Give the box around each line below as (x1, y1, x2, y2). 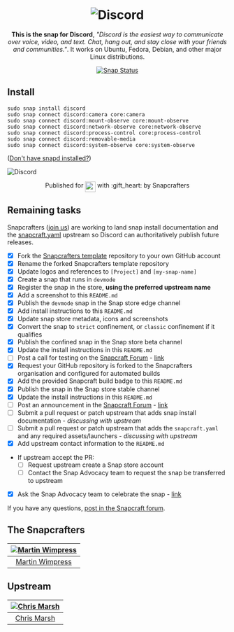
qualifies (17, 330, 43, 339)
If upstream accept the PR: (17, 453, 94, 461)
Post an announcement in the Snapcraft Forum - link (17, 400, 168, 409)
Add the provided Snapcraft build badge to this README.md (17, 377, 183, 385)
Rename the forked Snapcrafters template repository (17, 259, 170, 267)
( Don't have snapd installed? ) (7, 154, 92, 162)
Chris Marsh (15, 613, 56, 623)
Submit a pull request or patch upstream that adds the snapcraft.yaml (17, 423, 219, 432)
